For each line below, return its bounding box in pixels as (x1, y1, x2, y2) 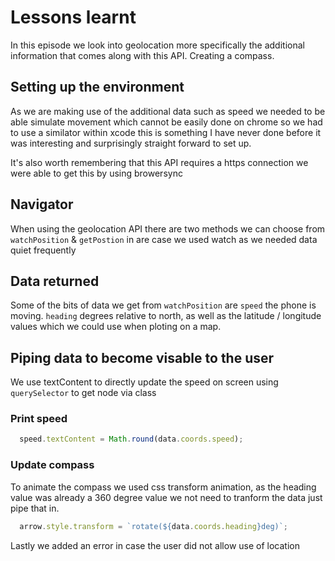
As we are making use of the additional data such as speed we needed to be (10, 105, 326, 117)
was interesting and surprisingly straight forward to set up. (10, 137, 252, 149)
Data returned (10, 272, 100, 290)
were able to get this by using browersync (10, 167, 183, 179)
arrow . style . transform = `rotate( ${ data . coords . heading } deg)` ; (19, 521, 289, 531)
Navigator (10, 196, 74, 213)
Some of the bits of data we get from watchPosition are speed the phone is (10, 299, 317, 311)
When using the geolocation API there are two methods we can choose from (10, 222, 326, 235)
